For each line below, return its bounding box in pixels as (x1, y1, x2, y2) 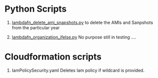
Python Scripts (4, 3, 67, 15)
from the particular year (11, 24, 60, 30)
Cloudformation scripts (4, 51, 102, 62)
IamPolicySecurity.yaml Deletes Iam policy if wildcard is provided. (11, 67, 145, 73)
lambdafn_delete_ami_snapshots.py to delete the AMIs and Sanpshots (11, 19, 153, 25)
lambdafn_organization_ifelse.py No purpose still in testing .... (11, 34, 136, 40)
